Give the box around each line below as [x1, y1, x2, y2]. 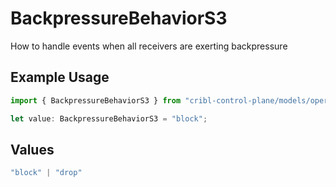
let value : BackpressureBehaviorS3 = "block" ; [10, 113, 208, 124]
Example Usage [10, 69, 110, 86]
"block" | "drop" [10, 168, 83, 178]
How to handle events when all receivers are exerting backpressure [10, 40, 288, 52]
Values [10, 141, 55, 158]
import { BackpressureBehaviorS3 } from [10, 95, 182, 106]
